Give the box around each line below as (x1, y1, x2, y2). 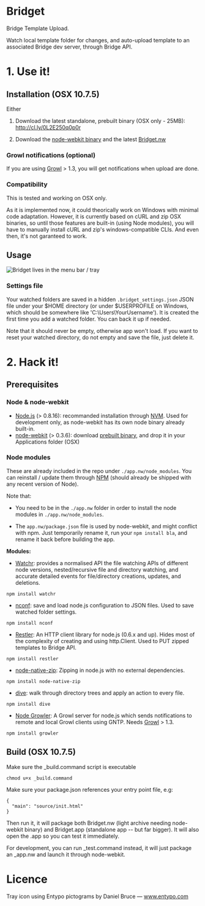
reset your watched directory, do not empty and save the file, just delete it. (6, 334, 195, 341)
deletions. (15, 579, 41, 586)
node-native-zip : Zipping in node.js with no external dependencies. (15, 666, 185, 674)
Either (6, 105, 21, 112)
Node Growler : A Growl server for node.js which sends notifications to (15, 711, 192, 719)
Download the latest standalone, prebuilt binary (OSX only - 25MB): (15, 117, 185, 124)
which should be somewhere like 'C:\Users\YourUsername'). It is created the (6, 308, 199, 316)
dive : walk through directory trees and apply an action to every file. (15, 689, 185, 697)
